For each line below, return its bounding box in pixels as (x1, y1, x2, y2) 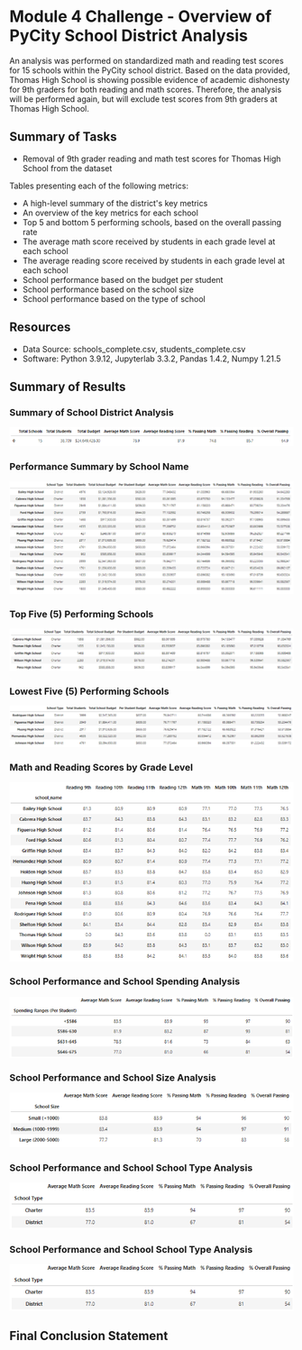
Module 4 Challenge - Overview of (9, 6, 272, 27)
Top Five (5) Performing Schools (9, 608, 154, 621)
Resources (9, 320, 71, 335)
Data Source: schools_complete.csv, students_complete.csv (22, 343, 246, 354)
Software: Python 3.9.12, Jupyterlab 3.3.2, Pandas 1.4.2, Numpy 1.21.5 (22, 353, 281, 364)
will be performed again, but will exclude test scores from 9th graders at (9, 93, 278, 105)
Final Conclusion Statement (9, 1328, 169, 1344)
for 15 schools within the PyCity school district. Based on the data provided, (9, 65, 290, 76)
